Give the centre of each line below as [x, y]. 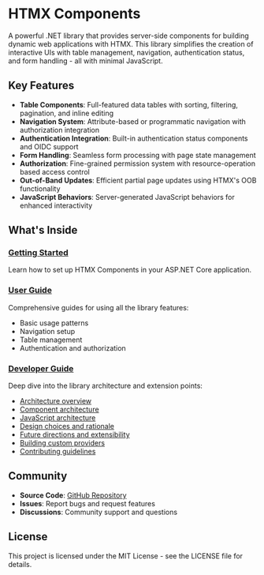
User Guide [30, 291]
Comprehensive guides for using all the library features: [99, 307]
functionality [40, 188]
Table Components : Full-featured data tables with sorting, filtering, [129, 104]
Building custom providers [62, 443]
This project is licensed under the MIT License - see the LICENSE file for [125, 556]
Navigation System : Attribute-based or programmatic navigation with [132, 121]
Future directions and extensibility [74, 434]
